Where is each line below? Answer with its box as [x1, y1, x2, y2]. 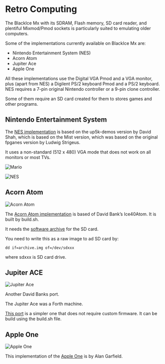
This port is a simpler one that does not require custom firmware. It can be [5, 311, 158, 317]
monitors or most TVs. [5, 154, 51, 160]
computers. [5, 30, 29, 36]
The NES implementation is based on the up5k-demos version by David [5, 129, 152, 135]
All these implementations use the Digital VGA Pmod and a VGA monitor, [5, 75, 153, 81]
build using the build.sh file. [5, 316, 62, 322]
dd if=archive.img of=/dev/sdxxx [5, 245, 75, 250]
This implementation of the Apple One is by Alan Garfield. [5, 353, 123, 360]
